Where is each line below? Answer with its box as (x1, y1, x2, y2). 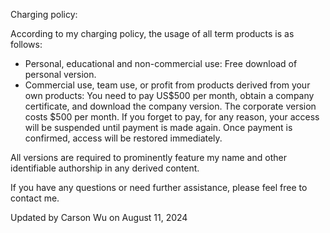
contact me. (10, 192, 60, 204)
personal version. (24, 69, 97, 80)
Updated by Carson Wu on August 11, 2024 (10, 212, 188, 223)
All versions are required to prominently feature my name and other (10, 152, 287, 163)
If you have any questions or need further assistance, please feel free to (10, 182, 308, 193)
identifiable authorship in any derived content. (10, 162, 200, 174)
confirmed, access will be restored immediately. (24, 132, 223, 144)
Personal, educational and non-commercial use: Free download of (24, 58, 298, 69)
